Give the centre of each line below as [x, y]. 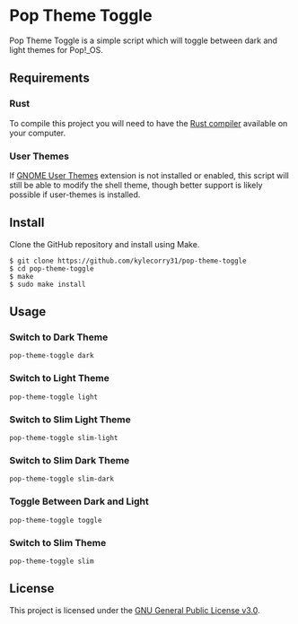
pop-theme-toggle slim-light [64, 438]
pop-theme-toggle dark [52, 356]
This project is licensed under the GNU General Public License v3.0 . [135, 610]
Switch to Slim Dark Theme [70, 460]
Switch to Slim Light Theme [70, 420]
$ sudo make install [48, 284]
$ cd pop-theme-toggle [52, 269]
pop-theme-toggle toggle [56, 520]
